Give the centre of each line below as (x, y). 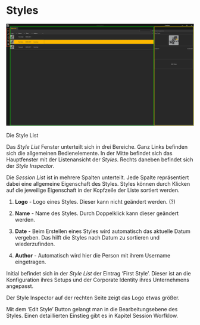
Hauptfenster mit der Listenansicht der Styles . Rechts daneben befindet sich (100, 160)
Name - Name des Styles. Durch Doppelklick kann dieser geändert (97, 213)
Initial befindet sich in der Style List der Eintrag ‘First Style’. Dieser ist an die (99, 273)
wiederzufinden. (35, 244)
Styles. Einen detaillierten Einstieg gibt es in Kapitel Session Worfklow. (92, 315)
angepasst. (20, 286)
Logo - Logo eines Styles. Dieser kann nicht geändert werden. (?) (95, 201)
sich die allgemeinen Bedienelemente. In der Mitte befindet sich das (89, 153)
